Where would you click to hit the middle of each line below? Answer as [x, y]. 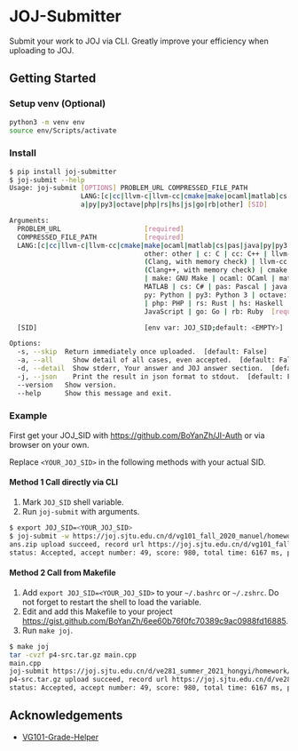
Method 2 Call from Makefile [63, 573]
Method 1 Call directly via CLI [63, 483]
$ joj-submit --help [47, 180]
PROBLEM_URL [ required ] [101, 228]
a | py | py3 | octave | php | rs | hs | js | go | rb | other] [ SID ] [174, 205]
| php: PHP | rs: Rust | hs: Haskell [214, 303]
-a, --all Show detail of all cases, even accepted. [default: [146, 360]
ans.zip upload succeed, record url [77, 544]
